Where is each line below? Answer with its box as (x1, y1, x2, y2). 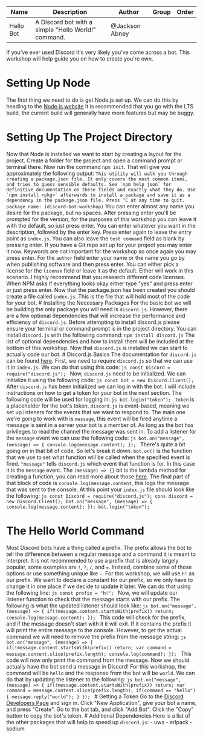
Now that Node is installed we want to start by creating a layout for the (6, 150, 182, 157)
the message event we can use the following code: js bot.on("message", (6, 434, 185, 441)
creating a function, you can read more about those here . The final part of (6, 472, 190, 480)
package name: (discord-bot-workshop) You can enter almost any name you (6, 202, 195, 210)
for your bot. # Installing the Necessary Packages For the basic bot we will (6, 299, 192, 306)
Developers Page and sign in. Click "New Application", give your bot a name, (6, 699, 197, 706)
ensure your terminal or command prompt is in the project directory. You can (6, 325, 197, 332)
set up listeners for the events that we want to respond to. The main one (6, 408, 186, 415)
